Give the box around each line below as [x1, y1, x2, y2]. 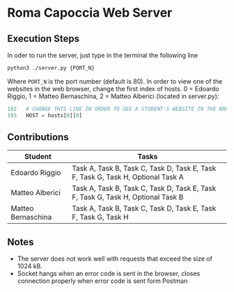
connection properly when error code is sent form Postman [17, 277, 188, 285]
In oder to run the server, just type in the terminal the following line [7, 51, 198, 59]
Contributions [7, 131, 69, 144]
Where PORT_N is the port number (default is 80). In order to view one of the [7, 77, 223, 85]
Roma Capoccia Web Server [7, 5, 173, 21]
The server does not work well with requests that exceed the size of [17, 254, 212, 263]
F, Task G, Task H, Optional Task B [72, 192, 184, 202]
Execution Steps [7, 33, 80, 45]
